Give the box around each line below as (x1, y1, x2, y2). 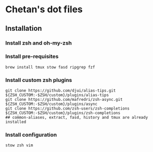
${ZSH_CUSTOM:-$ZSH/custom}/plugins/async (5, 101, 98, 107)
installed (5, 119, 27, 125)
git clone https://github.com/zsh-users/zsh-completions (5, 106, 130, 111)
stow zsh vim (5, 143, 33, 148)
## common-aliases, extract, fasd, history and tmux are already (5, 115, 148, 120)
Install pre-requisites (5, 53, 59, 60)
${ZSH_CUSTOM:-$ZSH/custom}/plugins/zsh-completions (5, 111, 121, 116)
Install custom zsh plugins (5, 76, 72, 83)
